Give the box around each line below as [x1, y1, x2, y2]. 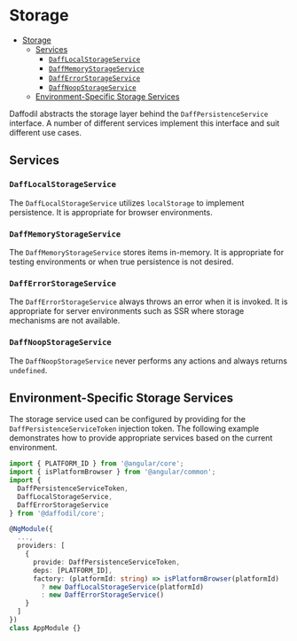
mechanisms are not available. [9, 316, 121, 326]
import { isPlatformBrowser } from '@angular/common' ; [9, 467, 216, 477]
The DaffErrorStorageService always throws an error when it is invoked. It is [9, 296, 288, 307]
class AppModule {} [9, 623, 82, 632]
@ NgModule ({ [9, 525, 53, 534]
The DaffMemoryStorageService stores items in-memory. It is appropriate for [9, 246, 285, 257]
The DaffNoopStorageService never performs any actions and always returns [9, 356, 288, 366]
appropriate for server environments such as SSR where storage [9, 306, 245, 317]
